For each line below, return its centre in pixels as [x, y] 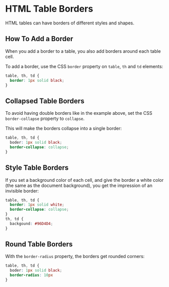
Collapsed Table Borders [45, 101]
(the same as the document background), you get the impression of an [79, 185]
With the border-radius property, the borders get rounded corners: [75, 257]
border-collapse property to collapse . [45, 119]
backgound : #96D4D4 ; [31, 224]
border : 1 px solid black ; [37, 80]
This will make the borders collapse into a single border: [64, 129]
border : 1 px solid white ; [37, 205]
